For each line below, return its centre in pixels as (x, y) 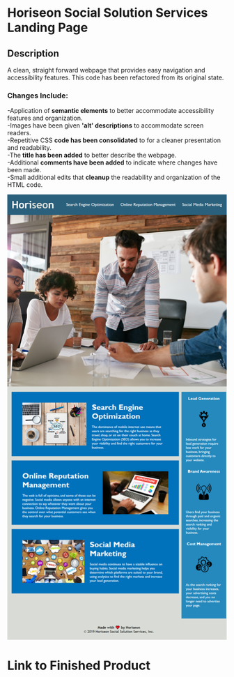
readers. (19, 133)
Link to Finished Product (79, 665)
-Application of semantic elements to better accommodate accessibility (111, 111)
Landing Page (48, 28)
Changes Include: (38, 96)
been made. (24, 170)
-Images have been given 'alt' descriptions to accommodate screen (106, 125)
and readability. (30, 148)
